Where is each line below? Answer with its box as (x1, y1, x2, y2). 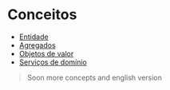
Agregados (18, 40, 57, 49)
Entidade (18, 32, 49, 41)
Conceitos (7, 6, 77, 24)
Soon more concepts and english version (26, 72, 163, 82)
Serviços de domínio (18, 57, 87, 67)
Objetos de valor (18, 49, 74, 58)
